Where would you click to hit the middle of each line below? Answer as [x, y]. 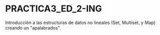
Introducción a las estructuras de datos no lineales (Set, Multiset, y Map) [81, 22]
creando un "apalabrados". [33, 27]
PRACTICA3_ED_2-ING [54, 9]
